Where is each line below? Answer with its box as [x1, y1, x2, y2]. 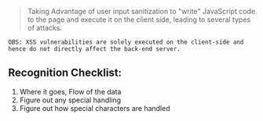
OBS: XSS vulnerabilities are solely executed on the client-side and [8, 38, 244, 46]
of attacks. [27, 23, 63, 32]
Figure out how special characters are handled [19, 103, 170, 112]
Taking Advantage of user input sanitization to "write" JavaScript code [27, 7, 256, 16]
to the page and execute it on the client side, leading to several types [27, 15, 251, 24]
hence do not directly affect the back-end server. [8, 45, 181, 53]
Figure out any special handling [19, 95, 122, 105]
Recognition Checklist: [8, 66, 122, 80]
